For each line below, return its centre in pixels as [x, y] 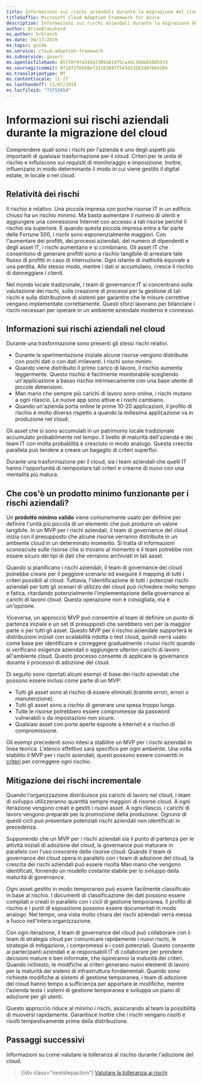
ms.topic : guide [26, 46]
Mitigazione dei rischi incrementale [74, 780]
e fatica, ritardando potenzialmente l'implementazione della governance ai [98, 593]
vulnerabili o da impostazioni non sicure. [65, 718]
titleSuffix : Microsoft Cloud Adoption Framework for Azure [83, 17]
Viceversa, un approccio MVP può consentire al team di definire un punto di [100, 618]
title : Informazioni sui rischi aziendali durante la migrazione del [95, 12]
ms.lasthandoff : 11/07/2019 [41, 85]
